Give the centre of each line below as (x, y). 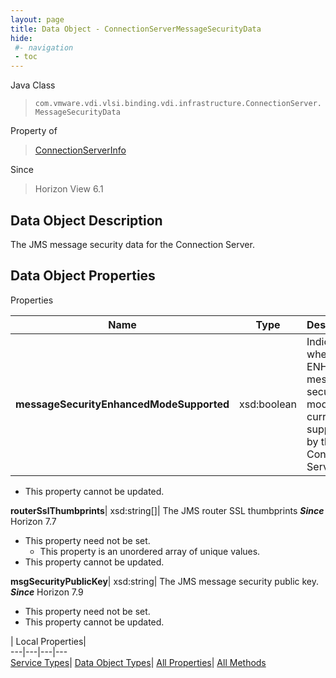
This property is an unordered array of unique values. (150, 551)
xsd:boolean (268, 404)
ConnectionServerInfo (80, 150)
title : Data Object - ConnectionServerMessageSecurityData (136, 29)
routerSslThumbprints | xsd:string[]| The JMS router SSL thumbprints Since (167, 510)
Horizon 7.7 (33, 521)
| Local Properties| (48, 641)
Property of (34, 131)
